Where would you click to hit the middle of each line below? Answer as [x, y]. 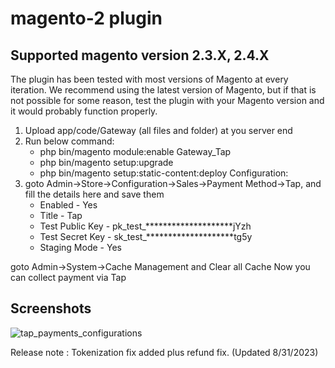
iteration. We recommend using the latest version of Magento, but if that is [163, 90]
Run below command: [69, 141]
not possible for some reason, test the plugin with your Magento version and [167, 100]
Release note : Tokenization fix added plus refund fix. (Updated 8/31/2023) [164, 352]
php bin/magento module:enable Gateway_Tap [135, 151]
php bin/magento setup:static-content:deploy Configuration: [164, 173]
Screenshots [51, 308]
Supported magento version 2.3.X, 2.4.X [140, 55]
